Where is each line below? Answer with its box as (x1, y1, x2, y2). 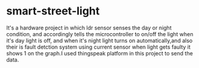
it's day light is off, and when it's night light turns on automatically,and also (6, 37, 193, 44)
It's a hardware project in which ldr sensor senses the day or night (6, 24, 172, 31)
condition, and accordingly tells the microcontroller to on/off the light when (6, 30, 194, 37)
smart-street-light (6, 4, 100, 18)
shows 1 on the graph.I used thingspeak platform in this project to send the (6, 49, 193, 57)
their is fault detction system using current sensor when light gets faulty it (6, 43, 191, 51)
